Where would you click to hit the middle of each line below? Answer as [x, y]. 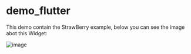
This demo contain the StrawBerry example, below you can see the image [95, 27]
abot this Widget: [27, 33]
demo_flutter [38, 11]
